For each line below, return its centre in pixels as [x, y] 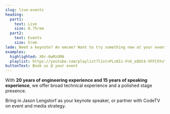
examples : [16, 52]
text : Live [26, 24]
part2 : [17, 33]
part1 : [17, 19]
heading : [14, 15]
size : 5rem [26, 43]
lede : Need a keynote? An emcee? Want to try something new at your [79, 47]
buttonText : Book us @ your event [42, 66]
